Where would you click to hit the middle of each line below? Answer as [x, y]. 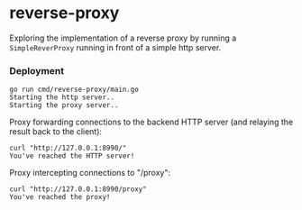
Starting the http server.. [62, 97]
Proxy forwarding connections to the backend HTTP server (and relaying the [151, 122]
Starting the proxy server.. [64, 105]
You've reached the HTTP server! [72, 156]
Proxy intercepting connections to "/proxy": [90, 173]
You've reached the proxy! [60, 197]
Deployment [37, 70]
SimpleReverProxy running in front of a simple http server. [115, 47]
